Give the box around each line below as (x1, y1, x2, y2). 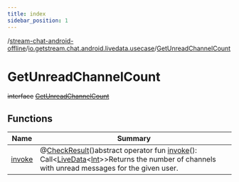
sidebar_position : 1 (7, 17, 69, 24)
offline (7, 44, 26, 52)
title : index (7, 10, 46, 18)
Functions (7, 113, 53, 125)
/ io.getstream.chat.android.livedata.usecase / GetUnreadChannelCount (26, 44, 231, 52)
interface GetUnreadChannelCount (7, 92, 110, 101)
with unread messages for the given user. (40, 164, 179, 174)
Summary (117, 134, 152, 144)
